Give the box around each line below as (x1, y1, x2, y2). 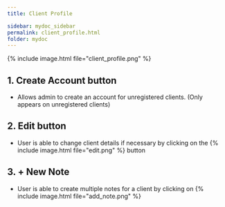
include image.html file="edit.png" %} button (17, 146, 146, 154)
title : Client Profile (7, 10, 73, 17)
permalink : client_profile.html (7, 29, 100, 36)
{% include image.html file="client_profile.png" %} (7, 55, 152, 63)
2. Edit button (7, 120, 67, 132)
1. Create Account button (7, 74, 117, 87)
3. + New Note (7, 166, 70, 178)
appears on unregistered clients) (17, 100, 111, 109)
